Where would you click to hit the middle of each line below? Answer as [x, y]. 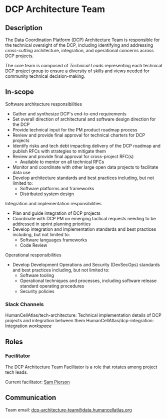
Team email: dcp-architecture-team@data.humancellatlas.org [68, 409]
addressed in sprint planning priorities [51, 224]
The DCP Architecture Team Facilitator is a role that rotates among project [81, 367]
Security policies [37, 291]
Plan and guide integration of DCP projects [56, 213]
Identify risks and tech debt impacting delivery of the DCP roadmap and [86, 146]
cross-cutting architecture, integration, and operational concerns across [79, 50]
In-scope [19, 92]
